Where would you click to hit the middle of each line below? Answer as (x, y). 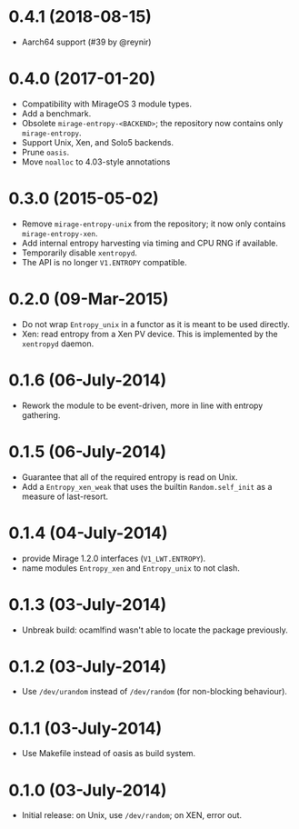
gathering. (41, 414)
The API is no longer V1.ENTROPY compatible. (104, 262)
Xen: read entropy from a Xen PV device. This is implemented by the (149, 334)
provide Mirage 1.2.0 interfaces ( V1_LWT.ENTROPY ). (114, 558)
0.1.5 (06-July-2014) (88, 451)
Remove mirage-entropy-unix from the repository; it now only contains (154, 224)
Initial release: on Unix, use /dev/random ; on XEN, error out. (132, 815)
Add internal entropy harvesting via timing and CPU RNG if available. (150, 243)
